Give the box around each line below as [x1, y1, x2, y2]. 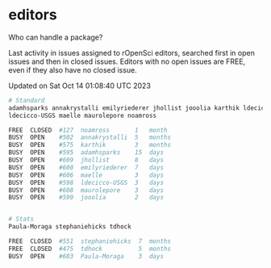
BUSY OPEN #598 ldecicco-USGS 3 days [8, 178, 164, 186]
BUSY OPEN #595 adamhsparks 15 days [8, 149, 164, 157]
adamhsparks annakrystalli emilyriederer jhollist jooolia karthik [8, 103, 240, 112]
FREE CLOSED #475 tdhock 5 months [8, 245, 172, 253]
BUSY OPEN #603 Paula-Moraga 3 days [8, 252, 164, 260]
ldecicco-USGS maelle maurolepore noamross [8, 111, 157, 119]
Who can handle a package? [8, 32, 103, 42]
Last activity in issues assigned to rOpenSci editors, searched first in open [8, 48, 256, 57]
